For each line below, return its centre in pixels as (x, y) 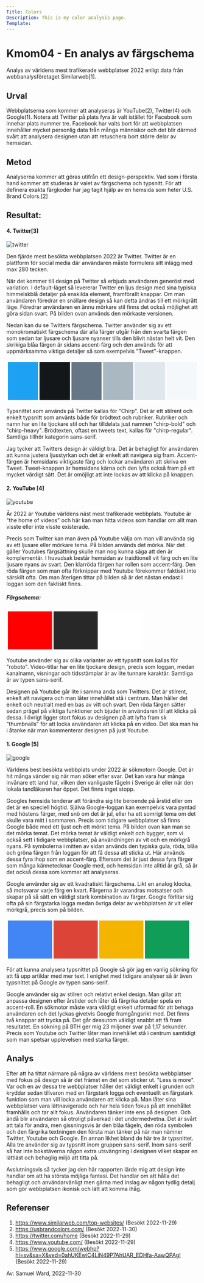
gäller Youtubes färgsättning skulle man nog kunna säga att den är (90, 551)
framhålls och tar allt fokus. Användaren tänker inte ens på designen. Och (99, 1112)
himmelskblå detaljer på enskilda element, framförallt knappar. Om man (96, 294)
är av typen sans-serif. (35, 679)
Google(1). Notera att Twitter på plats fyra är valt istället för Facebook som (99, 117)
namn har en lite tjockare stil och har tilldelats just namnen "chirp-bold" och (101, 423)
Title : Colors (24, 12)
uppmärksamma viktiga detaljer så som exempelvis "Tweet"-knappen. (94, 351)
